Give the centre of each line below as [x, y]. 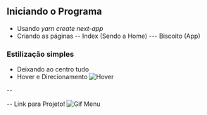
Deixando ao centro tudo [53, 69]
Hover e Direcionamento [52, 77]
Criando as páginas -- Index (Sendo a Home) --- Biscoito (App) [109, 36]
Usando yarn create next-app [60, 28]
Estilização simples [40, 54]
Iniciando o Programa [55, 12]
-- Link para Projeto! [36, 104]
